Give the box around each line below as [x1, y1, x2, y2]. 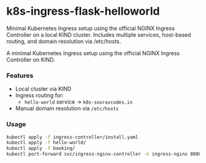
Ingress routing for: [15, 92, 64, 99]
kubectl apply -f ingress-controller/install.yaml [6, 134, 139, 140]
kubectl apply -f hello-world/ [6, 140, 86, 146]
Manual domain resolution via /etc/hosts [15, 105, 119, 112]
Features [6, 71, 34, 80]
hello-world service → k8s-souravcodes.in [24, 98, 133, 105]
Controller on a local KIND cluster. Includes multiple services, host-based [6, 31, 191, 38]
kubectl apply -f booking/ [6, 145, 75, 151]
